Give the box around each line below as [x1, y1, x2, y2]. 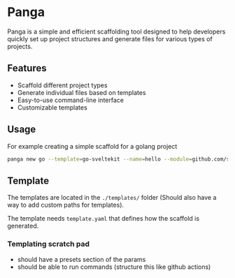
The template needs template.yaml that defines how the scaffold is [7, 214, 200, 223]
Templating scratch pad [7, 239, 90, 249]
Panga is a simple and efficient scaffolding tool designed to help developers [7, 27, 226, 36]
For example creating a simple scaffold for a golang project [7, 142, 178, 150]
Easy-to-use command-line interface [17, 96, 124, 104]
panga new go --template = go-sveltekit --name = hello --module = [7, 155, 192, 163]
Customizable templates [17, 103, 87, 112]
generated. [7, 221, 39, 231]
